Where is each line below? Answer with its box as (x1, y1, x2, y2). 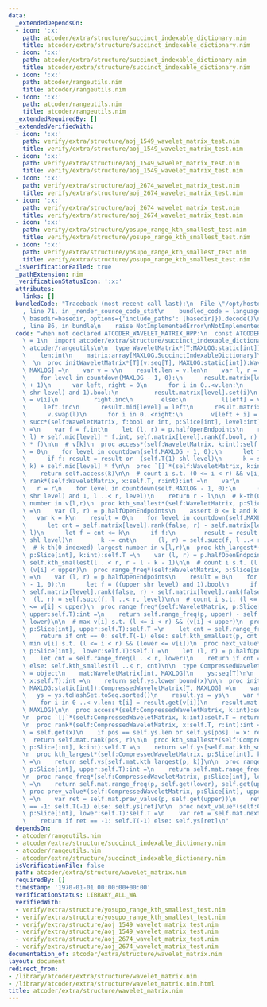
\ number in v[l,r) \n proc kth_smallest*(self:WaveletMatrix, (22, 499, 237, 507)
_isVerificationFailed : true (15, 263, 112, 271)
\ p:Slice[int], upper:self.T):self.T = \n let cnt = (22, 625, 212, 633)
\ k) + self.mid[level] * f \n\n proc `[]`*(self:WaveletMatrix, (22, 463, 244, 471)
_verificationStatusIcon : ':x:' (15, 277, 123, 286)
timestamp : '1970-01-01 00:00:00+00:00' (15, 884, 151, 892)
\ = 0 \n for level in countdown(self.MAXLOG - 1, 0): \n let (22, 447, 254, 455)
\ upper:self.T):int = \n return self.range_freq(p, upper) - (22, 610, 240, 618)
